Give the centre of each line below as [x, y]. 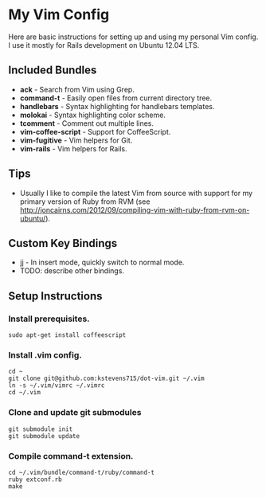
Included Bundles [53, 70]
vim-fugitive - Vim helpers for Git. [76, 140]
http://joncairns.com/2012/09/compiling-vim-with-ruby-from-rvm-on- [135, 209]
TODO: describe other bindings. [72, 271]
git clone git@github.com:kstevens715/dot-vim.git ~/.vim [106, 379]
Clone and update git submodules [75, 413]
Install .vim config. [45, 354]
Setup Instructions [55, 296]
